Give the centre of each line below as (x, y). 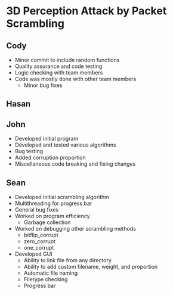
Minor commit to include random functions (67, 60)
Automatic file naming (51, 273)
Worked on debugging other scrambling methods (75, 229)
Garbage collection (47, 222)
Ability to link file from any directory (68, 260)
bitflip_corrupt (41, 235)
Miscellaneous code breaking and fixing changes (75, 164)
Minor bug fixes (43, 85)
